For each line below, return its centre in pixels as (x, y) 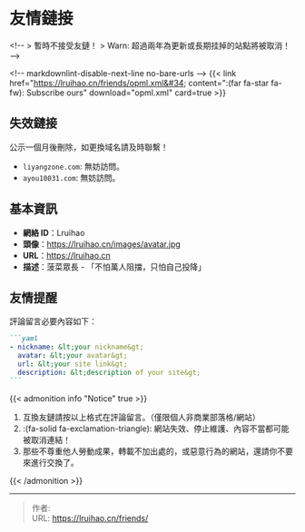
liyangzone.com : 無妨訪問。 (74, 166)
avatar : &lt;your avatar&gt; (73, 356)
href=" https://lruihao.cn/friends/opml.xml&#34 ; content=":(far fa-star (139, 83)
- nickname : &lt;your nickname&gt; (77, 347)
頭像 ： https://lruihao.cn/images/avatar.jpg (102, 244)
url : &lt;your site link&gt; (73, 364)
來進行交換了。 (50, 462)
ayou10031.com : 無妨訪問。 (71, 177)
